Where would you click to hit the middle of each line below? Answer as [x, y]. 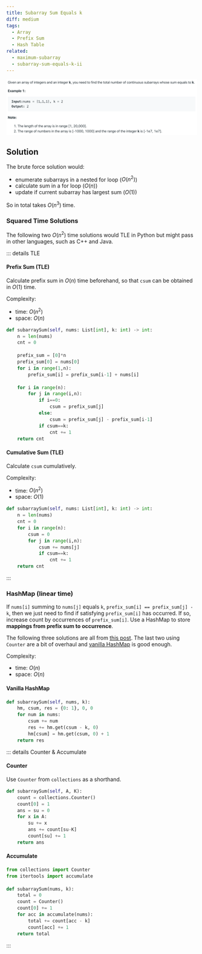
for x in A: [32, 817]
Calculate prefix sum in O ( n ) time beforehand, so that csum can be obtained [99, 281]
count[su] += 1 [47, 836]
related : [17, 52]
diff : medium [23, 19]
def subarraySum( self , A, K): [44, 791]
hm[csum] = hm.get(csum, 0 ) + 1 [69, 734]
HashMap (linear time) [40, 594]
